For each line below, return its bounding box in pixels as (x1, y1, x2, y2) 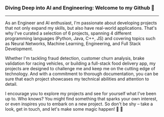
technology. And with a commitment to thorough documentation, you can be (5, 71, 159, 77)
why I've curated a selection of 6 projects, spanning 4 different (5, 30, 132, 36)
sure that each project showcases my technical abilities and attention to (5, 76, 149, 82)
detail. (5, 81, 18, 87)
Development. (5, 46, 33, 52)
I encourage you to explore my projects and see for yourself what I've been (5, 91, 156, 97)
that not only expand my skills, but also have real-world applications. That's (5, 25, 157, 31)
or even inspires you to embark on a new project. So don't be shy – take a (5, 101, 153, 107)
